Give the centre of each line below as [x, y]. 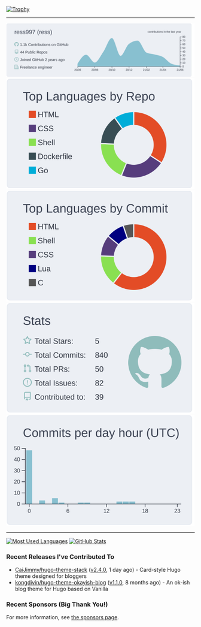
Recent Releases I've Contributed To [60, 556]
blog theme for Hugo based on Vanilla [62, 589]
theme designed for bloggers [51, 576]
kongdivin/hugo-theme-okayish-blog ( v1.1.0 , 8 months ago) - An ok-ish [102, 582]
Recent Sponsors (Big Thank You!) [57, 604]
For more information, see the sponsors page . [63, 617]
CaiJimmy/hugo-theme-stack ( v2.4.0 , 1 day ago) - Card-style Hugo [98, 569]
